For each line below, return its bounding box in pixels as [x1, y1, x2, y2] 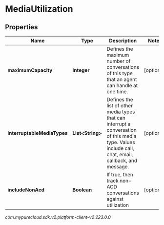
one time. [106, 88, 128, 95]
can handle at [106, 82, 138, 89]
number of [106, 58, 131, 64]
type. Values [106, 139, 135, 145]
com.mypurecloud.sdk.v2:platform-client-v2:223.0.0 [5, 214, 111, 220]
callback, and [106, 157, 138, 164]
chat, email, [106, 151, 133, 158]
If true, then [106, 171, 133, 178]
